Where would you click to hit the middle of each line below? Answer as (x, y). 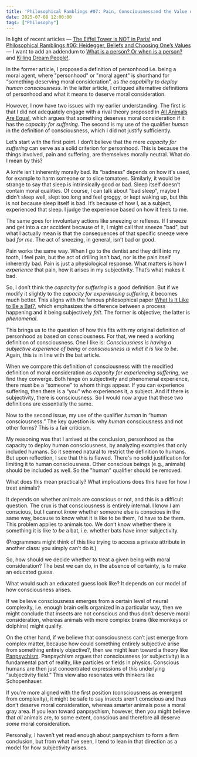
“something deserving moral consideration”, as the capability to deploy (92, 82)
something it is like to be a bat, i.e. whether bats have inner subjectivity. (92, 531)
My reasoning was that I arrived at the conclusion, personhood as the (90, 439)
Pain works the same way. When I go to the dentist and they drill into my (93, 251)
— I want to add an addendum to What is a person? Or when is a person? (94, 52)
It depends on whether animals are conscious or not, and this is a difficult (95, 500)
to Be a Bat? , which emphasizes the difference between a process (86, 306)
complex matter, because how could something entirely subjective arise (93, 644)
